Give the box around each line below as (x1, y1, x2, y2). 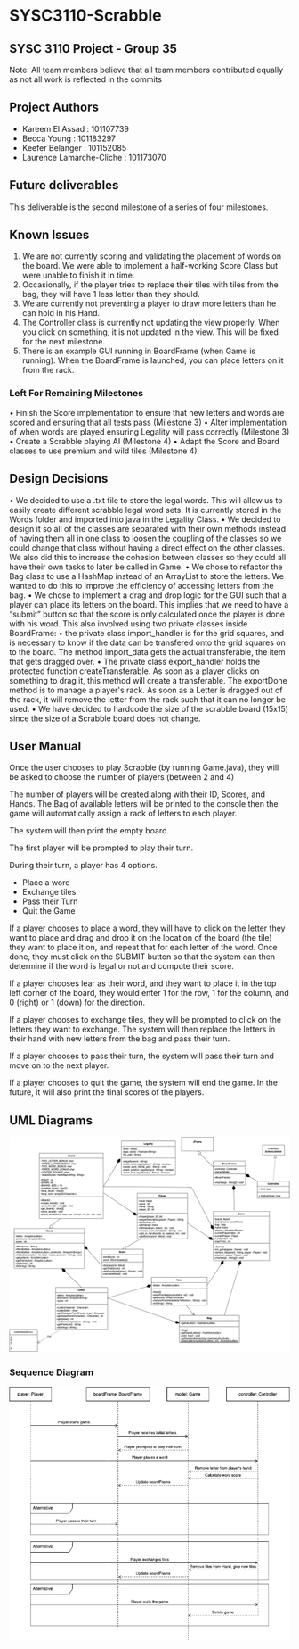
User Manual (9, 738, 82, 754)
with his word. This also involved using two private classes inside (9, 617, 248, 629)
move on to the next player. (9, 1060, 109, 1071)
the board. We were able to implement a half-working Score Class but (21, 261, 279, 271)
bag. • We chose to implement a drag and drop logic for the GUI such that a (9, 590, 287, 601)
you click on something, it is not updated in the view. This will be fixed (21, 327, 279, 337)
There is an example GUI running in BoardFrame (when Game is (21, 345, 256, 357)
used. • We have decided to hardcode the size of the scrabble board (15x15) (9, 703, 289, 714)
